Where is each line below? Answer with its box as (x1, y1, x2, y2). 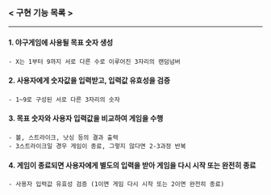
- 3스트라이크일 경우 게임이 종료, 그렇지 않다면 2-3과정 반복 (8, 142, 186, 150)
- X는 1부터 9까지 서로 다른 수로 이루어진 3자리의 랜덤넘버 (8, 57, 181, 66)
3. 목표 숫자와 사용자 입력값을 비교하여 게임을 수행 (8, 113, 164, 123)
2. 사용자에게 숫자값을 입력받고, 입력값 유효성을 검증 (8, 75, 171, 86)
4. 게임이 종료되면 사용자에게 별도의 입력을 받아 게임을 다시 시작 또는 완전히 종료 (8, 160, 256, 170)
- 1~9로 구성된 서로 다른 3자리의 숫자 (8, 95, 120, 104)
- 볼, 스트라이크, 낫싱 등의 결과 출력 (8, 134, 119, 142)
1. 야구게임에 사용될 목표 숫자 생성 (8, 37, 114, 47)
